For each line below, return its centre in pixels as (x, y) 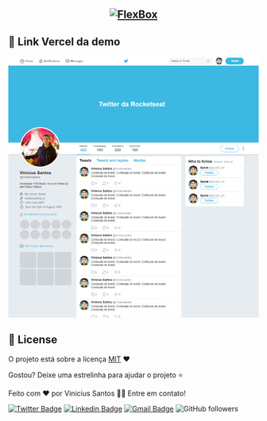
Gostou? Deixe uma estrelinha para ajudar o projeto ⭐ (96, 375)
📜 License (33, 340)
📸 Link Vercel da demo (64, 42)
